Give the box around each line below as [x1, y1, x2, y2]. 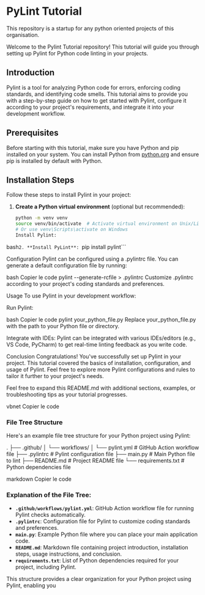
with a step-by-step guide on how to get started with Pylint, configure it [6, 97, 187, 104]
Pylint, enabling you [6, 582, 56, 589]
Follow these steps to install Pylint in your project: [6, 191, 132, 199]
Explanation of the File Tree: [6, 491, 92, 499]
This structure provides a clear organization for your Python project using [6, 575, 192, 583]
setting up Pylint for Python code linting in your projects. [6, 49, 149, 57]
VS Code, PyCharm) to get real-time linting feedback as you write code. [6, 341, 188, 348]
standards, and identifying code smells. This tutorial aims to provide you [6, 90, 188, 98]
